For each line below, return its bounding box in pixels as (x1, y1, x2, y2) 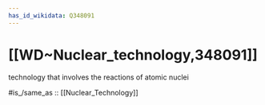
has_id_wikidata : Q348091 (8, 11, 94, 20)
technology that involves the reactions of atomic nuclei (8, 72, 190, 82)
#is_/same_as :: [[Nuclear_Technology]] (8, 87, 139, 97)
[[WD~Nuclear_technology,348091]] (8, 45, 258, 64)
